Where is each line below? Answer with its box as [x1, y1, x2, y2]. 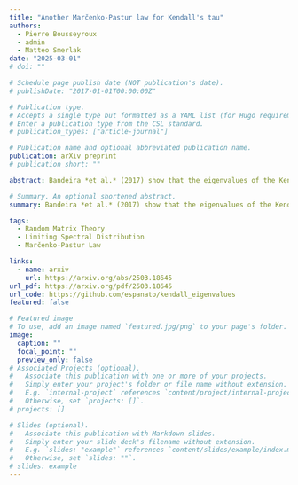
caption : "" [17, 339, 62, 348]
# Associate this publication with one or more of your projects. [9, 372, 268, 381]
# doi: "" [9, 63, 46, 72]
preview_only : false [17, 356, 93, 364]
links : [9, 257, 34, 266]
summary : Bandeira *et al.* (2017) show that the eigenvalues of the [9, 200, 272, 209]
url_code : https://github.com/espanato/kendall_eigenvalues [9, 290, 237, 299]
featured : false [9, 298, 69, 307]
